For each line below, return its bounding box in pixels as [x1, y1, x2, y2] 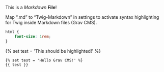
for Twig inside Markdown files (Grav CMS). [5, 20, 97, 25]
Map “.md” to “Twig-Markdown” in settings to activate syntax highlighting [5, 14, 159, 20]
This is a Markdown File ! [5, 5, 57, 10]
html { [5, 29, 19, 34]
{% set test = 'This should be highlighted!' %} [5, 48, 101, 54]
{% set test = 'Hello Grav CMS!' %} [5, 58, 83, 63]
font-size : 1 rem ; [14, 34, 51, 39]
